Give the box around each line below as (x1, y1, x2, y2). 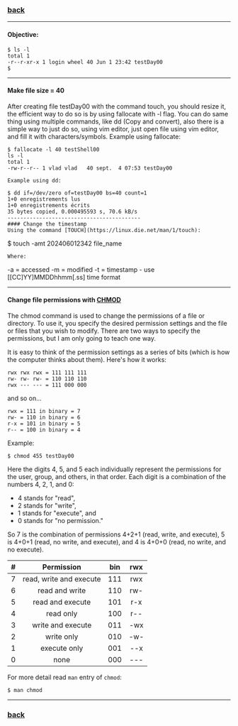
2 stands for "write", (17, 501, 76, 510)
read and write (38, 585, 86, 595)
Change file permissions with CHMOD (7, 296, 122, 304)
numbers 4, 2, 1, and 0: (7, 480, 74, 488)
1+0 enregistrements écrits (7, 202, 91, 209)
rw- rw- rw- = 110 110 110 (7, 375, 87, 383)
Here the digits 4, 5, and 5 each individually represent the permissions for (7, 465, 222, 473)
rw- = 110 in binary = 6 (7, 414, 81, 421)
